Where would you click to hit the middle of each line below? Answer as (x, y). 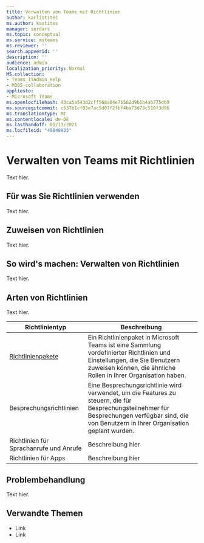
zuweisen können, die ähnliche (132, 368)
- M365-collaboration (34, 86)
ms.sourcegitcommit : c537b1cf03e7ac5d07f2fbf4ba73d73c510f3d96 (88, 108)
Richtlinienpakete (34, 357)
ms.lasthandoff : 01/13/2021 (42, 125)
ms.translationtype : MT (36, 114)
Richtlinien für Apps (37, 458)
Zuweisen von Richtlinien (55, 231)
